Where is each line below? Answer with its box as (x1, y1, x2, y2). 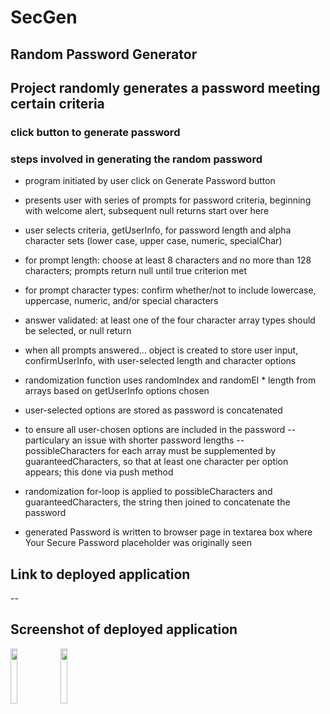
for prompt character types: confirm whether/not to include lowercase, (24, 284, 317, 296)
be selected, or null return (24, 325, 132, 337)
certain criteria (10, 95, 105, 112)
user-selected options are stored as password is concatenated (24, 404, 283, 416)
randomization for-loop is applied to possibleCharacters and (24, 486, 273, 498)
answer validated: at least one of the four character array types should (24, 314, 316, 326)
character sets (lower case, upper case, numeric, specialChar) (24, 235, 283, 247)
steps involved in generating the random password (10, 152, 263, 166)
